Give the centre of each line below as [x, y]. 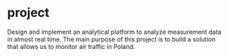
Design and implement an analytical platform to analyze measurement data [114, 32]
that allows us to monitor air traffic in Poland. [71, 46]
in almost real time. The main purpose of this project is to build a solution [111, 39]
